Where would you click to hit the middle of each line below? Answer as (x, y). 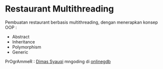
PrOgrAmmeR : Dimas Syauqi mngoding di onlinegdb (58, 61)
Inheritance (24, 41)
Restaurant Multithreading (60, 9)
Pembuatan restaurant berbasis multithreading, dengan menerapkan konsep (81, 22)
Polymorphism (27, 47)
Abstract (21, 37)
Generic (20, 52)
